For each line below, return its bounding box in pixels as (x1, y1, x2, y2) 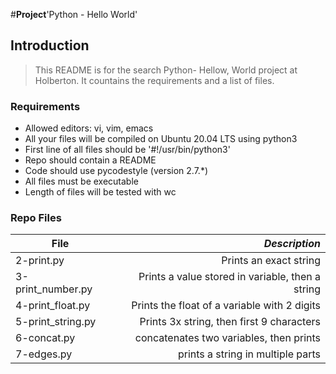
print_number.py (15, 282, 93, 296)
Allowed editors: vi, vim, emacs (24, 122, 154, 134)
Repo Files (10, 211, 62, 225)
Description (263, 237, 321, 251)
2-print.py (15, 254, 65, 268)
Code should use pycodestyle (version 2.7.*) (24, 165, 209, 177)
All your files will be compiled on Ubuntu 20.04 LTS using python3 (24, 133, 298, 145)
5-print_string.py (15, 315, 97, 329)
